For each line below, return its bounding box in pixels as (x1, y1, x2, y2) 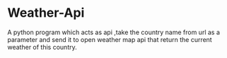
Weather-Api (7, 5, 85, 21)
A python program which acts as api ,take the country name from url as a (7, 28, 221, 36)
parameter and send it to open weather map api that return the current (7, 35, 212, 43)
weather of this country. (7, 43, 77, 51)
